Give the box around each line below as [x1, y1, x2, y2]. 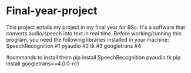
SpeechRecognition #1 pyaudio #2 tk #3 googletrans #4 [6, 42, 142, 49]
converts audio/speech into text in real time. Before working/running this [6, 29, 182, 36]
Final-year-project [6, 4, 98, 18]
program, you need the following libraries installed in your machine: [6, 36, 169, 43]
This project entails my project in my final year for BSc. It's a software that [6, 24, 185, 31]
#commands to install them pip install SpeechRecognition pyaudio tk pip [6, 54, 181, 61]
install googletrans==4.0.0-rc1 [6, 60, 79, 67]
